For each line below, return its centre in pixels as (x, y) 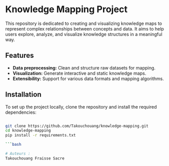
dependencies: (21, 112)
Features (20, 56)
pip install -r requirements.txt (41, 136)
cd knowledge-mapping (28, 130)
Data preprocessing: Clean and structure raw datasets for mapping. (84, 68)
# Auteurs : (18, 154)
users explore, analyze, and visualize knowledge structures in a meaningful (84, 34)
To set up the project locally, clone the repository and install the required (81, 107)
